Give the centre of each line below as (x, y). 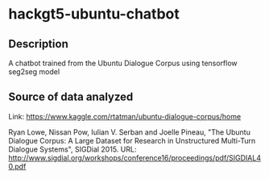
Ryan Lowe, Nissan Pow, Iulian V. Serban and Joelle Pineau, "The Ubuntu (130, 132)
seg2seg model (34, 72)
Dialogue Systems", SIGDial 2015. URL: (72, 149)
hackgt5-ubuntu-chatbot (94, 14)
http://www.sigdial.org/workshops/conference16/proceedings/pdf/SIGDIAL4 (135, 157)
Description (38, 44)
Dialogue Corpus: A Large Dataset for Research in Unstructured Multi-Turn (132, 140)
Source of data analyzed (71, 97)
